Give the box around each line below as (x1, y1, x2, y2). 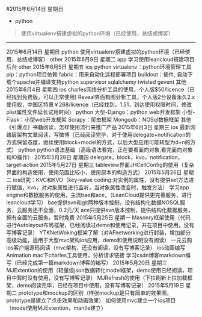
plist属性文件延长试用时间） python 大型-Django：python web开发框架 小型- (6, 108, 195, 116)
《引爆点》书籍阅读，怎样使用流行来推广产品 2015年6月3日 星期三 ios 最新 (6, 124, 191, 131)
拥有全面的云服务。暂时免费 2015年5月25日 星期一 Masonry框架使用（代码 (6, 214, 191, 221)
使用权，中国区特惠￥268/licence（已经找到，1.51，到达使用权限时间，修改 (6, 101, 192, 108)
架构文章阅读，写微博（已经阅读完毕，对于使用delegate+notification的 (16, 131, 191, 138)
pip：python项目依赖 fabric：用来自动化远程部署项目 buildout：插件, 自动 (6, 71, 188, 78)
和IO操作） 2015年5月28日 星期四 (6, 154, 89, 161)
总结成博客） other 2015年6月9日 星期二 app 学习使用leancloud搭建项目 (16, 56, 195, 63)
